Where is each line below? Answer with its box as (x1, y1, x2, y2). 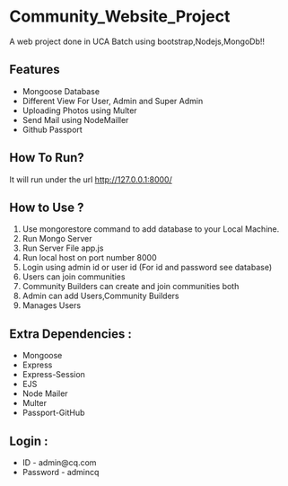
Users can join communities (22, 271, 126, 282)
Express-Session (22, 369, 85, 380)
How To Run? (9, 150, 85, 165)
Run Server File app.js (22, 243, 104, 253)
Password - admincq (22, 467, 100, 477)
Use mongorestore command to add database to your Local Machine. (22, 224, 280, 234)
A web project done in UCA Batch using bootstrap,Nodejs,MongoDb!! (9, 36, 266, 47)
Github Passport (22, 124, 83, 135)
